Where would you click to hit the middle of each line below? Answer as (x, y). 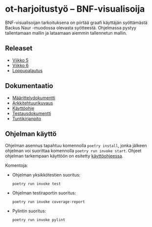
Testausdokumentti (32, 113)
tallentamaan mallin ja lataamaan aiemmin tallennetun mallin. (66, 33)
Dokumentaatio (29, 86)
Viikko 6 (20, 65)
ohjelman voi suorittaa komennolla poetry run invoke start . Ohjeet (73, 151)
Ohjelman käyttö (31, 134)
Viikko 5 (20, 60)
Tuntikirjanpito (27, 118)
